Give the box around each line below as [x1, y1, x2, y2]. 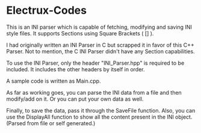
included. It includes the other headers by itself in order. [6, 65, 146, 72]
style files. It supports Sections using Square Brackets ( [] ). [6, 29, 154, 37]
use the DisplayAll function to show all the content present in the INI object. [6, 113, 193, 120]
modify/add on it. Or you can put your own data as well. [6, 95, 144, 102]
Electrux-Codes [6, 4, 87, 17]
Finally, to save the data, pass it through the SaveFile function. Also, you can [6, 107, 196, 114]
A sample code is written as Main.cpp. [6, 77, 101, 84]
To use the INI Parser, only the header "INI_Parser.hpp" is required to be [6, 59, 185, 66]
